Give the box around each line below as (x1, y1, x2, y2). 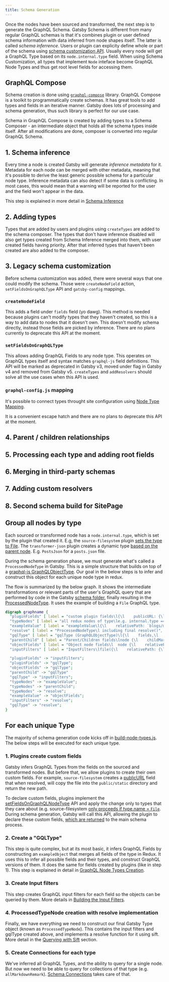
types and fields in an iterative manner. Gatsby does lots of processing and (5, 103, 160, 109)
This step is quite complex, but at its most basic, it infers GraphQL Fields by (5, 846, 162, 852)
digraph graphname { (5, 609, 49, 614)
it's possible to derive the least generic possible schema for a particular (5, 172, 154, 179)
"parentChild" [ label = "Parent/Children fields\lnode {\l (10, 637, 138, 642)
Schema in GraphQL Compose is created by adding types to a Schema (5, 118, 152, 124)
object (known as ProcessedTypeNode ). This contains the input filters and (5, 926, 154, 932)
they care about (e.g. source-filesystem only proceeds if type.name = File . (5, 806, 161, 812)
